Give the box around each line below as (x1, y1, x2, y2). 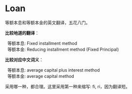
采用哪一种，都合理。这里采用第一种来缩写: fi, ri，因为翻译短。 (5, 83, 130, 89)
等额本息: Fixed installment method (7, 40, 78, 46)
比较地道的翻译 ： (5, 30, 39, 36)
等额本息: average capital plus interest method (7, 67, 100, 73)
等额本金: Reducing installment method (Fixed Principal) (7, 46, 119, 52)
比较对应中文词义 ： (5, 56, 44, 62)
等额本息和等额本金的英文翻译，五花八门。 (5, 19, 90, 25)
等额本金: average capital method (7, 73, 74, 79)
